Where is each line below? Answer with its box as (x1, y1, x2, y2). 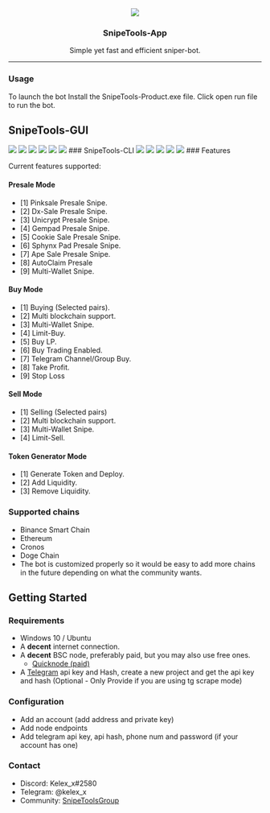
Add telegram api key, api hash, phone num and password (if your (19, 732, 239, 741)
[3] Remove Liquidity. (19, 486, 91, 496)
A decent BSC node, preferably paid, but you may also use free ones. (19, 650, 251, 660)
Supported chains (8, 506, 80, 518)
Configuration (8, 696, 64, 708)
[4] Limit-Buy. (19, 328, 66, 337)
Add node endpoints (19, 723, 88, 733)
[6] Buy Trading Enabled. (19, 345, 103, 355)
